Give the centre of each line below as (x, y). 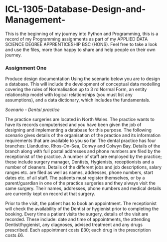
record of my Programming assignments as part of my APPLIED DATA (77, 39)
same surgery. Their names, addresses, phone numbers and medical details (83, 188)
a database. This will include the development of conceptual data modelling (83, 84)
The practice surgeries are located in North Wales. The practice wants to (80, 119)
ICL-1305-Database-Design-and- (76, 9)
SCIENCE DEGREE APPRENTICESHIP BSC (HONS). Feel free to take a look (81, 44)
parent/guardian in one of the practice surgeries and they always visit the (81, 183)
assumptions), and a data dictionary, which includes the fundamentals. (78, 100)
